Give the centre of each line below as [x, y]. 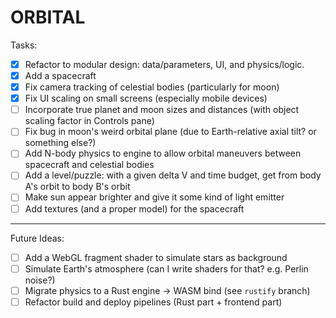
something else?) [60, 143]
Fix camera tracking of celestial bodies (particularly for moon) [152, 87]
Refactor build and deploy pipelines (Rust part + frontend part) [153, 302]
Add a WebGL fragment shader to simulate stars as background [156, 257]
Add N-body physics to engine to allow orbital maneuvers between [163, 153]
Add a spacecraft [60, 75]
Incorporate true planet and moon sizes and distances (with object [162, 110]
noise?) [40, 280]
